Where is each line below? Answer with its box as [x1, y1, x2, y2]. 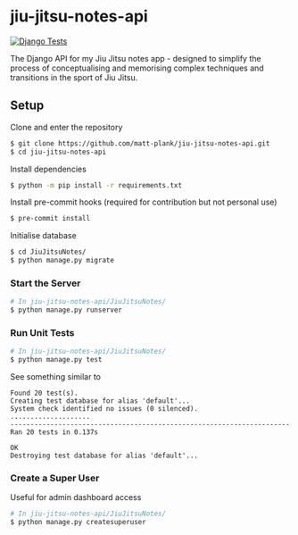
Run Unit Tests [10, 326, 75, 339]
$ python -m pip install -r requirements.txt [10, 180, 182, 189]
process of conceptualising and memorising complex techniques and [10, 63, 264, 73]
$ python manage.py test [10, 355, 103, 364]
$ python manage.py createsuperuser [10, 518, 146, 527]
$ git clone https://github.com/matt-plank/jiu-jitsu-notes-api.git [10, 138, 270, 148]
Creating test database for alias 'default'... [10, 397, 191, 405]
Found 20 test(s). [10, 389, 79, 398]
